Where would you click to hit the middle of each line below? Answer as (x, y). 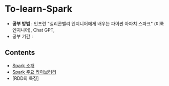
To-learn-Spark (39, 9)
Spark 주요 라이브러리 (34, 72)
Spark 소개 (23, 65)
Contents (20, 53)
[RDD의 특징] (25, 78)
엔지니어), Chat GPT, (33, 30)
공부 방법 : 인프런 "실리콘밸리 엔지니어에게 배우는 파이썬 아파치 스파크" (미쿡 (88, 23)
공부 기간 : (23, 36)
